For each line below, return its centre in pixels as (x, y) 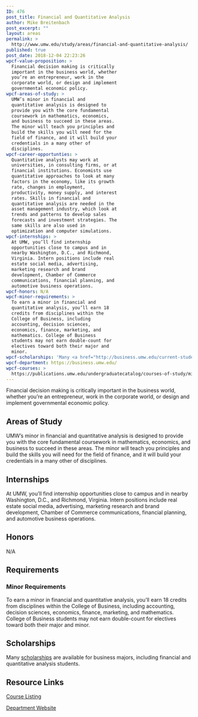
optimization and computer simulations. (62, 231)
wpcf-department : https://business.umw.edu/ (62, 363)
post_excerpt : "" (27, 28)
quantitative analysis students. (43, 664)
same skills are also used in (48, 225)
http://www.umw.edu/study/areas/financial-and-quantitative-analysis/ (100, 45)
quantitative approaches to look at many (63, 176)
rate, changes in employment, (48, 187)
